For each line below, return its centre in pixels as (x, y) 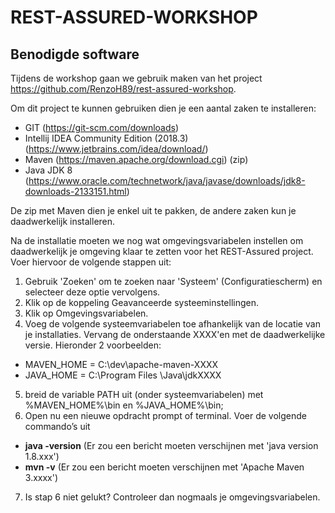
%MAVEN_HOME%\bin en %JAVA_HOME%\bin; (124, 405)
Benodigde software (75, 54)
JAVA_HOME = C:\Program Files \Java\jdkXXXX (123, 375)
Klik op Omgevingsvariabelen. (86, 313)
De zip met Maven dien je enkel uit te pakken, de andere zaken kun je (153, 210)
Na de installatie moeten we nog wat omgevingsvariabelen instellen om (157, 240)
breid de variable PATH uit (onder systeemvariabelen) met (144, 394)
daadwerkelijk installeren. (63, 221)
